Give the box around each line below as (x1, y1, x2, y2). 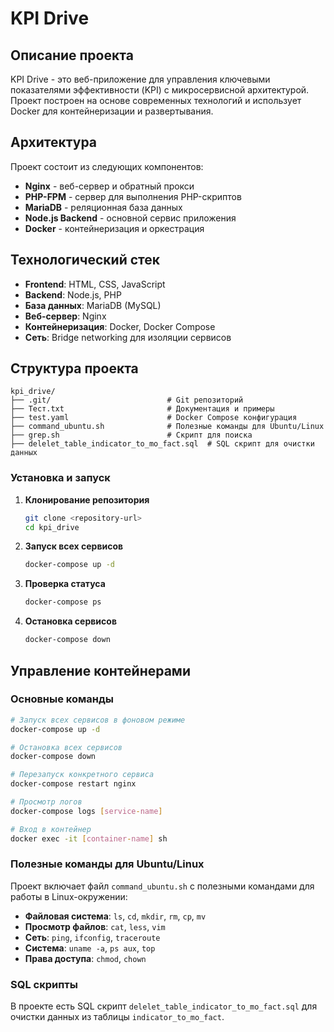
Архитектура (10, 134, 98, 151)
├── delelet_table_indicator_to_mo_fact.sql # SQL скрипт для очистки (10, 439, 315, 449)
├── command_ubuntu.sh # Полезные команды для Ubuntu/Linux (10, 422, 325, 432)
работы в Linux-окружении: (10, 890, 128, 902)
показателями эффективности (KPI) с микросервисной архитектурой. (10, 84, 310, 96)
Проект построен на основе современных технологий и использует (10, 95, 302, 106)
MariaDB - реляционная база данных (24, 201, 183, 213)
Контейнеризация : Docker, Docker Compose (24, 320, 216, 332)
